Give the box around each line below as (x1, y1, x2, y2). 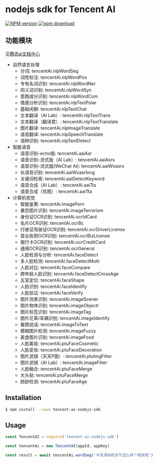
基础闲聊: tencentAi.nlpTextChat (20, 105, 87, 112)
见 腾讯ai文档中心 (5, 51, 41, 57)
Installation (5, 394, 42, 402)
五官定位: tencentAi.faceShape (20, 277, 85, 283)
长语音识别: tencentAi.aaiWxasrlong (20, 169, 95, 175)
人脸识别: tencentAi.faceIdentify (20, 283, 87, 290)
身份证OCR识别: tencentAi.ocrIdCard (20, 213, 97, 220)
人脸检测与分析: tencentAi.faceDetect (20, 252, 99, 258)
